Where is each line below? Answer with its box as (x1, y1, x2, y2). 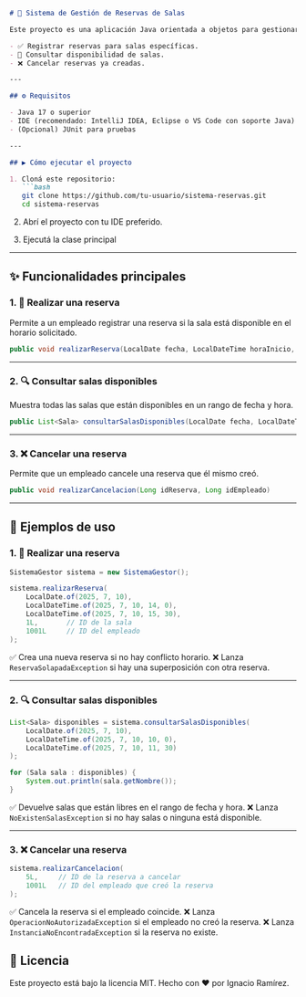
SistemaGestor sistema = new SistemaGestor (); (9, 567, 189, 577)
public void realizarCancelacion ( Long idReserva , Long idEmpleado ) (9, 486, 271, 495)
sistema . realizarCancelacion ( (9, 864, 125, 874)
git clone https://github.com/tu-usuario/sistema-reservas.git (21, 192, 267, 201)
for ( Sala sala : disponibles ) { (9, 768, 137, 778)
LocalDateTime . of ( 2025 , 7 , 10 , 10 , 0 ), (25, 735, 178, 744)
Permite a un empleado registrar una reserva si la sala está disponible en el (9, 317, 291, 328)
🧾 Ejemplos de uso (9, 519, 116, 535)
